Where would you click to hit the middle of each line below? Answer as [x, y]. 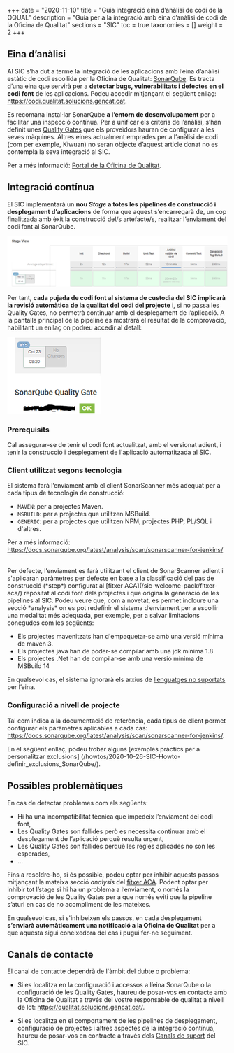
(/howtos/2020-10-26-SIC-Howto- [131, 756]
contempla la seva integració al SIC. [59, 151]
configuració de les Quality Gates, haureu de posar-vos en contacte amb [122, 992]
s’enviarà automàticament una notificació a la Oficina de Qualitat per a [111, 925]
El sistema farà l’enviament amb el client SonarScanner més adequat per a [114, 486]
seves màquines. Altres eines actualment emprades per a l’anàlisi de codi [113, 136]
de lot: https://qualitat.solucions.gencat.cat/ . [81, 1008]
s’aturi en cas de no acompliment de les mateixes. [79, 904]
